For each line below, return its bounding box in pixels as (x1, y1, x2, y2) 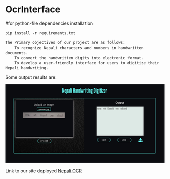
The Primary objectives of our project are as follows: (5, 40, 125, 45)
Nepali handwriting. (5, 65, 49, 70)
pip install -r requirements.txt (5, 30, 76, 36)
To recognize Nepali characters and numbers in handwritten (14, 45, 144, 50)
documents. (5, 50, 28, 55)
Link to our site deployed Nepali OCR (5, 168, 82, 174)
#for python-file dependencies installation (5, 20, 93, 26)
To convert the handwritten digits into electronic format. (14, 55, 144, 60)
